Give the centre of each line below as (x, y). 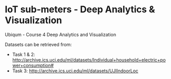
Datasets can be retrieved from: (39, 44)
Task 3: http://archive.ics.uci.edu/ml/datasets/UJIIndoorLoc (75, 71)
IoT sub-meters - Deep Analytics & (80, 9)
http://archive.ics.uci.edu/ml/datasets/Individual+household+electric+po (89, 60)
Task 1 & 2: (24, 54)
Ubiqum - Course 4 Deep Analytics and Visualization (61, 34)
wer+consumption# (33, 65)
